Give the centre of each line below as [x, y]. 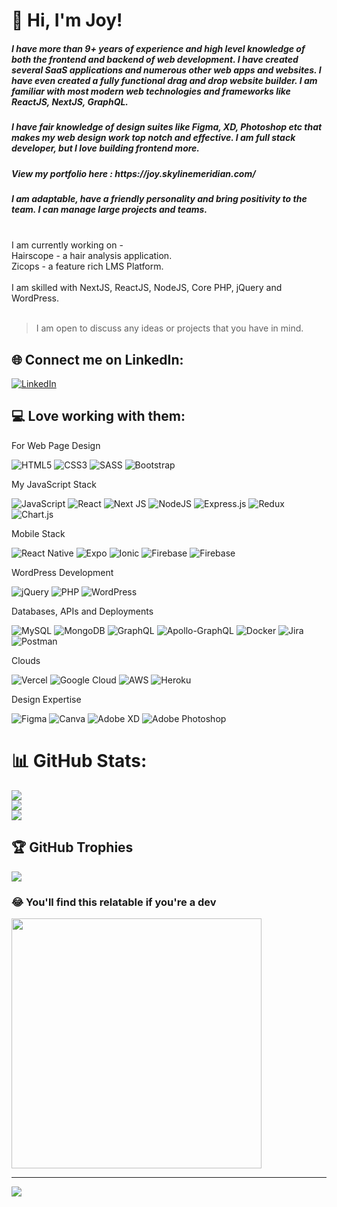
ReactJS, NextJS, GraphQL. [70, 101]
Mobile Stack [38, 533]
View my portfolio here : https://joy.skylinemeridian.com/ [133, 173]
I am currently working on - [67, 245]
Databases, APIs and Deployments [82, 611]
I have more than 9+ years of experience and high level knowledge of [158, 48]
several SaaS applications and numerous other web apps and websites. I [166, 70]
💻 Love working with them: [98, 416]
